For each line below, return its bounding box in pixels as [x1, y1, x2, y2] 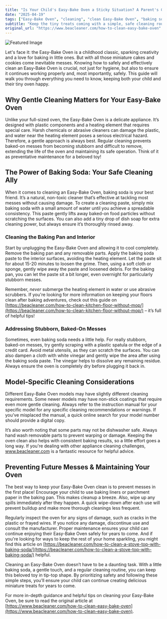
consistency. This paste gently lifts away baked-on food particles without [5, 210, 155, 216]
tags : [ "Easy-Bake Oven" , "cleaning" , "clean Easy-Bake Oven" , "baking [5, 16, 157, 21]
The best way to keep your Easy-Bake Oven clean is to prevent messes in [5, 484, 156, 490]
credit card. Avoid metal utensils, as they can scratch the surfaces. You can [5, 347, 160, 353]
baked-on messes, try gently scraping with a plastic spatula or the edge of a [5, 342, 162, 348]
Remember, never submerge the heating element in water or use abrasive [5, 287, 156, 293]
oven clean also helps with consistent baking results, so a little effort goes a [5, 438, 161, 444]
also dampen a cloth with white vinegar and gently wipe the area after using [5, 352, 161, 358]
